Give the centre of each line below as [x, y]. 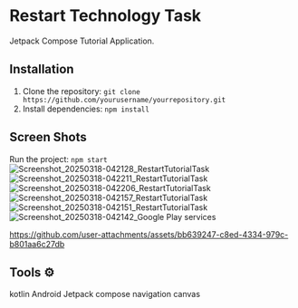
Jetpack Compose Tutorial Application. [82, 41]
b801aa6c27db [37, 244]
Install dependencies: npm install [86, 109]
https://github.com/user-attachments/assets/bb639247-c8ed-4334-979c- [149, 234]
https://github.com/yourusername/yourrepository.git [124, 100]
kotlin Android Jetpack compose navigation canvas [105, 294]
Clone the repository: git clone [81, 91]
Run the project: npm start [58, 159]
